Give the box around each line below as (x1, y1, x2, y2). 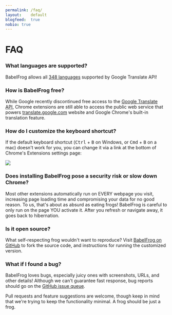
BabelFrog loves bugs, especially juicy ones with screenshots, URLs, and (5, 272, 160, 279)
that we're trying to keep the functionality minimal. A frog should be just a (5, 299, 161, 305)
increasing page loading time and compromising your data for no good (5, 196, 155, 202)
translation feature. (5, 115, 46, 121)
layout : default (5, 12, 47, 17)
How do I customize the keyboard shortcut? (5, 127, 117, 134)
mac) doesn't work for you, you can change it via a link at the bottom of (5, 145, 157, 151)
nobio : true (5, 22, 31, 27)
